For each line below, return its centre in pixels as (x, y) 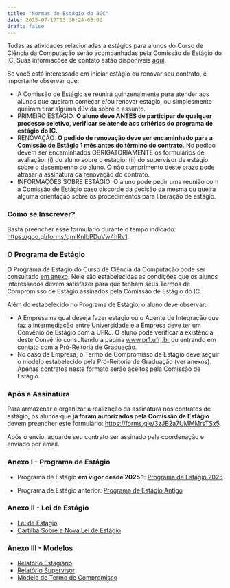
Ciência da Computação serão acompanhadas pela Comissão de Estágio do (114, 53)
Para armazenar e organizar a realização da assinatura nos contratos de (109, 409)
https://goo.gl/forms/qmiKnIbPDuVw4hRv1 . (68, 236)
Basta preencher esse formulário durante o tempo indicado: (92, 229)
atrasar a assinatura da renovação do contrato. (83, 174)
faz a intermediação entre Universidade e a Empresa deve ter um (109, 325)
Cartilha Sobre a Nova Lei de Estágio (69, 530)
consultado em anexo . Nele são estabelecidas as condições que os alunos (113, 276)
